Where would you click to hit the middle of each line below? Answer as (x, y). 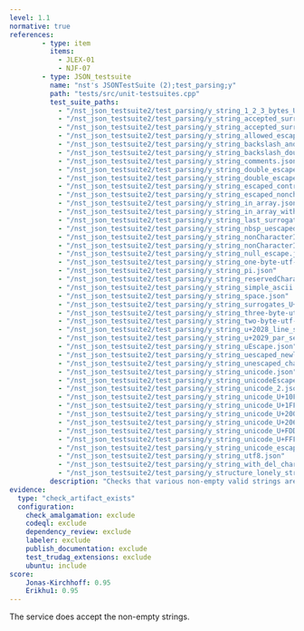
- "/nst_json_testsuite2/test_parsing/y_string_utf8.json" (171, 456)
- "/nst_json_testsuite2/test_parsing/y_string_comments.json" (179, 161)
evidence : (28, 490)
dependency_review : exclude (78, 532)
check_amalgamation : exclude (81, 515)
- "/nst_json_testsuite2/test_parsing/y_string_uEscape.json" (177, 346)
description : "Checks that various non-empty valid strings (165, 481)
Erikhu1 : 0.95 (52, 591)
